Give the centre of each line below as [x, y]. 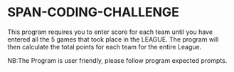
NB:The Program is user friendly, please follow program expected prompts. [117, 60]
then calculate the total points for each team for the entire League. [105, 47]
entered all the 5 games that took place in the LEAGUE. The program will [113, 39]
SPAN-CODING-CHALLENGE [93, 12]
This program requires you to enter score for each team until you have [110, 32]
